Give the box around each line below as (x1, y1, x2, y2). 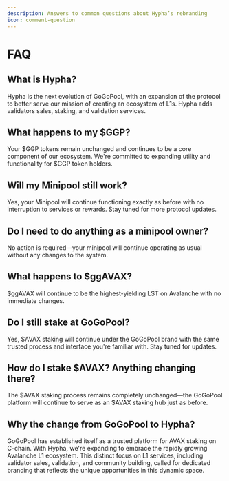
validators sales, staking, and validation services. (7, 106, 146, 115)
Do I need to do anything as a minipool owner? (7, 225, 209, 237)
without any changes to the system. (7, 251, 109, 259)
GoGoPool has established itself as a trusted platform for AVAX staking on (7, 437, 217, 445)
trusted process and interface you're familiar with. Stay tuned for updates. (7, 342, 217, 351)
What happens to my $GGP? (7, 126, 131, 138)
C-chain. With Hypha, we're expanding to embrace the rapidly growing (7, 444, 208, 453)
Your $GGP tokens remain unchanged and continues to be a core (7, 145, 192, 153)
